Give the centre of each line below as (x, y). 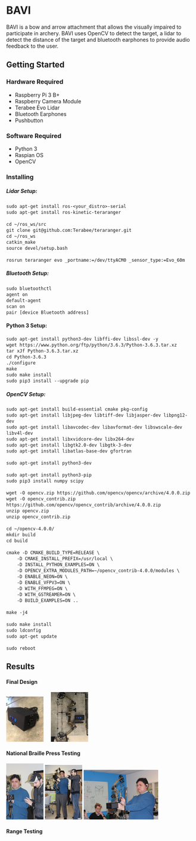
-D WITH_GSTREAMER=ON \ (46, 594)
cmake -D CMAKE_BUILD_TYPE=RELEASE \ (53, 553)
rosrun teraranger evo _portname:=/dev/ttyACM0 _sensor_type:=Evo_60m (96, 260)
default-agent (24, 300)
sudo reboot (21, 648)
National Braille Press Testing (43, 753)
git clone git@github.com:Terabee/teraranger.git (69, 230)
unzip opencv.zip (28, 511)
